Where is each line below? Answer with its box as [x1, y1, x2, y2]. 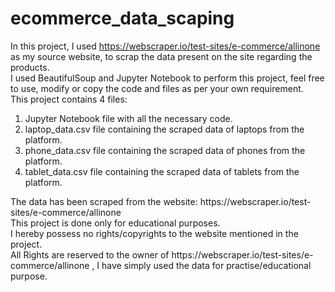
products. [10, 61, 50, 73]
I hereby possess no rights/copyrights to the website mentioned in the [10, 227, 299, 239]
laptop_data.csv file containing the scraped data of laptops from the [24, 123, 305, 135]
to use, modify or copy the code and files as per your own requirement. [10, 82, 304, 94]
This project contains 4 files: [10, 93, 128, 105]
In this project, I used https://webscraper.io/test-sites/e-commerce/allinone [10, 40, 321, 52]
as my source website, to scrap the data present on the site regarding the [10, 50, 313, 62]
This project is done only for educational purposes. [10, 217, 221, 229]
